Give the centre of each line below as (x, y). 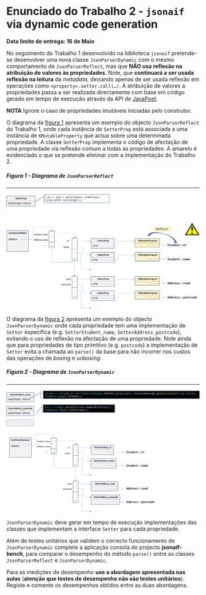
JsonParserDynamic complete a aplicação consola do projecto (83, 547)
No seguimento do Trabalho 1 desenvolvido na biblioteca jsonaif (88, 53)
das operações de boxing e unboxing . (54, 358)
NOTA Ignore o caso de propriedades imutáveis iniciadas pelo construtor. (99, 110)
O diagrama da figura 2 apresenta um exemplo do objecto (79, 319)
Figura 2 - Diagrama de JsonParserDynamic (60, 372)
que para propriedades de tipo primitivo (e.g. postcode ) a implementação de (102, 345)
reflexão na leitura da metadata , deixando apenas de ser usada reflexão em (103, 79)
